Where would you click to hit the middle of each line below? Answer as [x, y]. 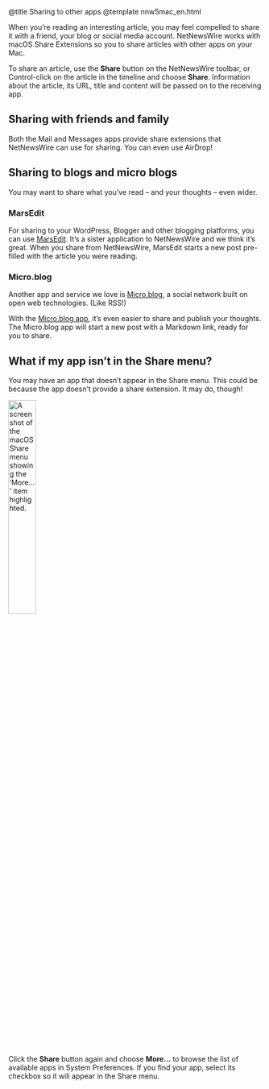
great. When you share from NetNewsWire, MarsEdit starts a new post [125, 247]
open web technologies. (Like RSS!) [68, 303]
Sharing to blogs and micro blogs [93, 173]
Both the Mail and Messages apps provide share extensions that [115, 138]
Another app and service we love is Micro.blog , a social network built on [128, 295]
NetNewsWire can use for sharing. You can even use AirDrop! [111, 147]
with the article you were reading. [83, 256]
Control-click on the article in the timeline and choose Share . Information [129, 77]
